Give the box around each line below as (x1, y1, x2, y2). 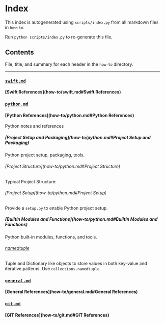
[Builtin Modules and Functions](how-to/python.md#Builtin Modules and (5, 216, 158, 222)
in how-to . (5, 24, 25, 30)
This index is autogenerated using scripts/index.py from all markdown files (5, 19, 159, 25)
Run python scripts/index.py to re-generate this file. (5, 34, 113, 40)
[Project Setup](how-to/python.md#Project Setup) (5, 190, 107, 196)
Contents (5, 48, 34, 57)
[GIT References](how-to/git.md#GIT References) (5, 312, 110, 318)
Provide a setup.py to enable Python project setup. (5, 205, 108, 211)
